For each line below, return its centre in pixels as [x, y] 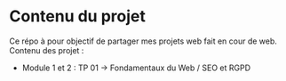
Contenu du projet [78, 16]
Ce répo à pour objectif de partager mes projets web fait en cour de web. [143, 41]
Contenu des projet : [47, 50]
